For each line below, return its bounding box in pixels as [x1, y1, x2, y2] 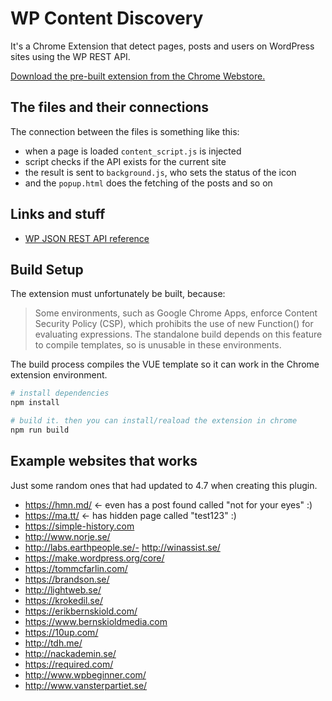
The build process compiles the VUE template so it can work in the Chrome [10, 358, 320, 371]
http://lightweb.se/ [24, 583, 102, 596]
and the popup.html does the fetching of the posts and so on [24, 177, 273, 189]
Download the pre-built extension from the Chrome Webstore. [10, 70, 266, 82]
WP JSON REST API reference [24, 232, 150, 244]
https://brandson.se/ [24, 573, 110, 585]
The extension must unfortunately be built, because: [10, 288, 226, 300]
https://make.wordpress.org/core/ [24, 552, 165, 564]
